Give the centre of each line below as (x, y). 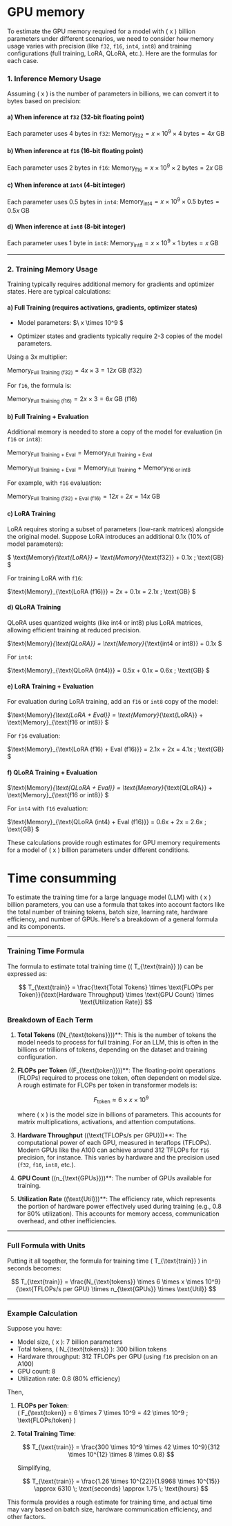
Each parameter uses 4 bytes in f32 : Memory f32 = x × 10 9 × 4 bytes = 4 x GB (116, 134)
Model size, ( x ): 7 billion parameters (70, 1342)
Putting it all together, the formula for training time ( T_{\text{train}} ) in (107, 1261)
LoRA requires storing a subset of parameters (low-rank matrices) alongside (116, 529)
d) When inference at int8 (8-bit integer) (67, 227)
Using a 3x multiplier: (37, 357)
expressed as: (27, 973)
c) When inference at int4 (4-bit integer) (66, 185)
